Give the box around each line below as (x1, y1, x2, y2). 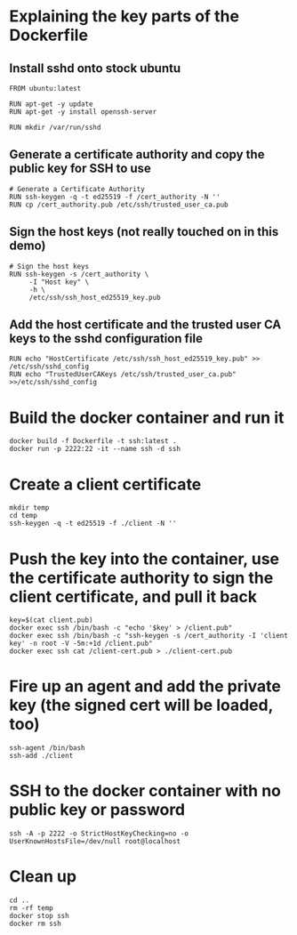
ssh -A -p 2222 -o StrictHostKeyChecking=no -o (9, 829, 189, 838)
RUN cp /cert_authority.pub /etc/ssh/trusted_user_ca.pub (9, 200, 229, 209)
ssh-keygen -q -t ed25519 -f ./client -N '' (9, 519, 177, 528)
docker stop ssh (9, 912, 69, 921)
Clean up (9, 866, 77, 887)
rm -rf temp (9, 904, 53, 913)
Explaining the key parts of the (9, 6, 240, 27)
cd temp (9, 512, 38, 520)
